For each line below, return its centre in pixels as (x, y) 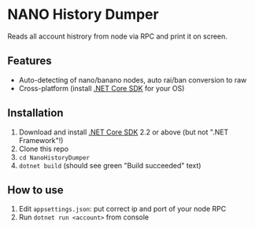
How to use (35, 190)
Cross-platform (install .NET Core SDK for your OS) (102, 88)
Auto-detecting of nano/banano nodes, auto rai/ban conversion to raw (133, 79)
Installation (35, 113)
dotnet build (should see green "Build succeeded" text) (110, 165)
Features (30, 61)
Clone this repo (43, 149)
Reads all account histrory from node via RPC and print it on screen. (117, 36)
